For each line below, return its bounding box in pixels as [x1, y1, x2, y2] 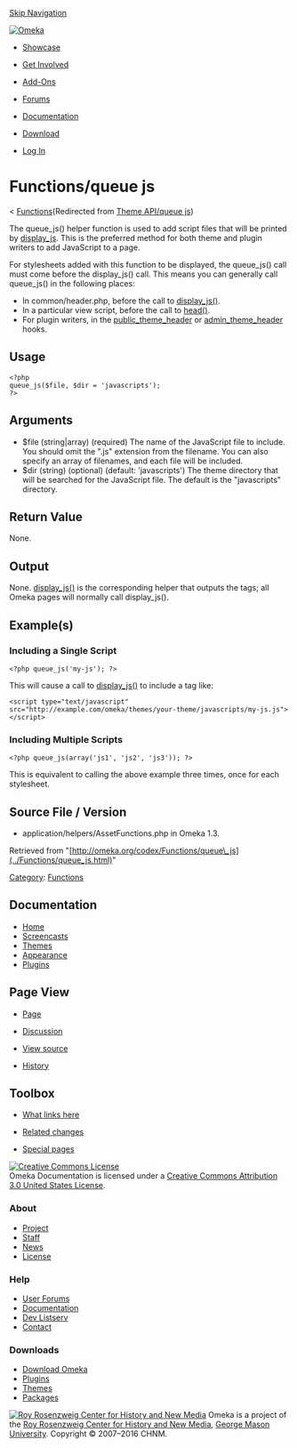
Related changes [21, 1127, 84, 1138]
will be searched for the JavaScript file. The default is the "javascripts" [21, 474, 282, 485]
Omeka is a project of [208, 1410, 287, 1420]
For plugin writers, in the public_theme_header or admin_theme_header [21, 314, 283, 325]
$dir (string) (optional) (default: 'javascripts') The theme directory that [21, 464, 278, 475]
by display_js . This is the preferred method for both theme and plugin [9, 232, 262, 243]
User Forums [21, 1293, 70, 1304]
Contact [21, 1322, 52, 1332]
